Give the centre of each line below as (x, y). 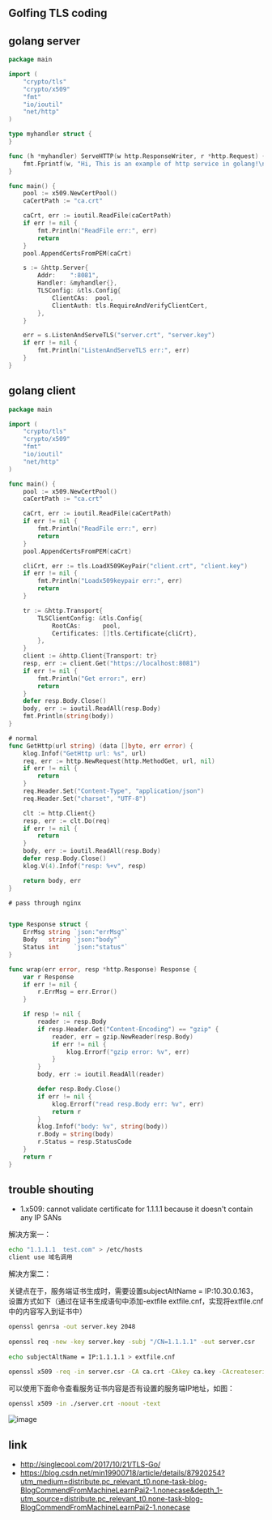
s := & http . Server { (56, 268)
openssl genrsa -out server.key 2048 (72, 1327)
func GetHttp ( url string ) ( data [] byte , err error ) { (101, 746)
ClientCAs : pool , (83, 298)
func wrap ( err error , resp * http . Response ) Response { (103, 969)
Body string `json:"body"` (72, 940)
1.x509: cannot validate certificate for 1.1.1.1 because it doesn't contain (136, 1209)
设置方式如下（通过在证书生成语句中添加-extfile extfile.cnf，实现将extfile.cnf (136, 1301)
